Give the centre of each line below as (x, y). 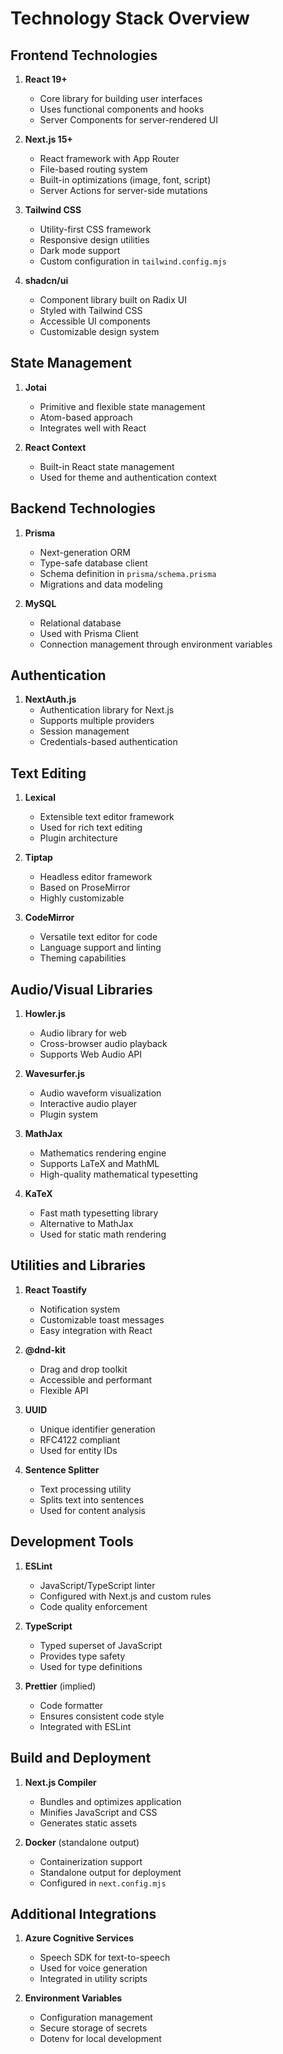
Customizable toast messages (102, 1319)
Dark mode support (80, 250)
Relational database (80, 623)
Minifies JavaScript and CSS (98, 1812)
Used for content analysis (92, 1510)
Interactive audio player (88, 1104)
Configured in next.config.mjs (103, 1883)
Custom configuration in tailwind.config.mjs (133, 261)
